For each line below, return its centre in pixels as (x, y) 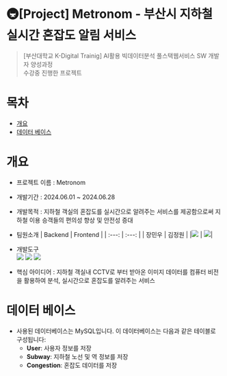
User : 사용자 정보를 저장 (59, 348)
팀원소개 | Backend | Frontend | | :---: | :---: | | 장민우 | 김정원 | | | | (115, 234)
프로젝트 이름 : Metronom (51, 182)
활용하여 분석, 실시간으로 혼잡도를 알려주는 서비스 (89, 280)
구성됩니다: (31, 339)
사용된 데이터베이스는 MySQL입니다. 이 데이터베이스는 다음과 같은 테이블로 (116, 331)
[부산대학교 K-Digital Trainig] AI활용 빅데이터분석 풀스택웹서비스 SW (115, 55)
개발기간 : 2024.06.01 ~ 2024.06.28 (66, 197)
